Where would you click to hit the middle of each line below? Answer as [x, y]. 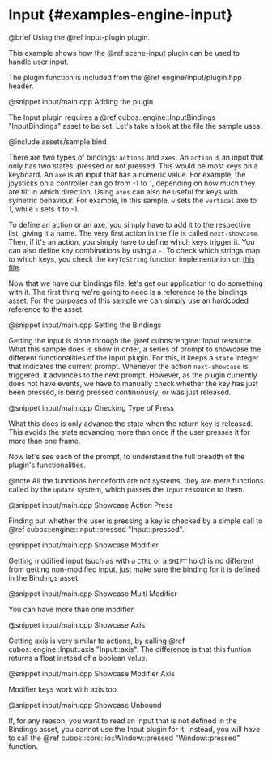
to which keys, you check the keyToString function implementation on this [132, 259]
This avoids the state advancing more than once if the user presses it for [130, 432]
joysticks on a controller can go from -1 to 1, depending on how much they [132, 183]
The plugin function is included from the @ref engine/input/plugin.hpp [125, 77]
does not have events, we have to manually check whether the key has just [134, 383]
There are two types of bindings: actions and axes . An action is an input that [136, 157]
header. [21, 86]
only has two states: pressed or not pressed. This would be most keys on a [133, 166]
